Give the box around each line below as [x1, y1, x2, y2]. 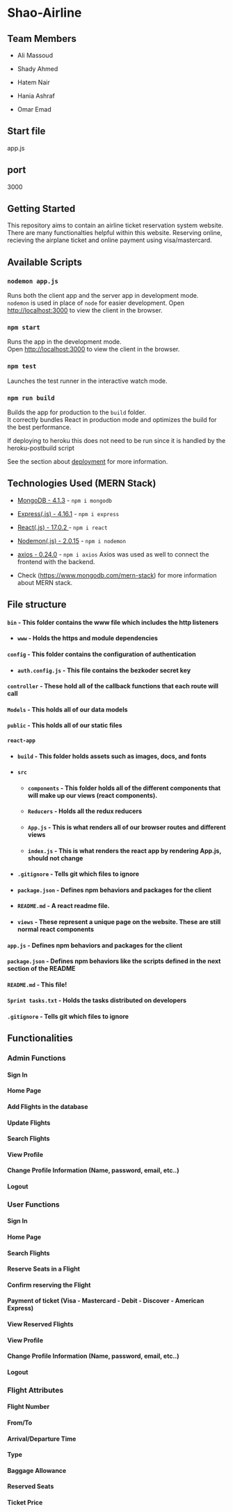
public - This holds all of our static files [7, 721, 123, 729]
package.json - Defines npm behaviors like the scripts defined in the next [7, 957, 221, 965]
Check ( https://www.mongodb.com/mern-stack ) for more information [17, 570, 217, 580]
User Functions [7, 1200, 61, 1209]
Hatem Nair [17, 78, 50, 86]
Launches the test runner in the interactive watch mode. [7, 377, 168, 385]
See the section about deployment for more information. [7, 458, 168, 466]
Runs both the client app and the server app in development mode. [7, 292, 199, 300]
